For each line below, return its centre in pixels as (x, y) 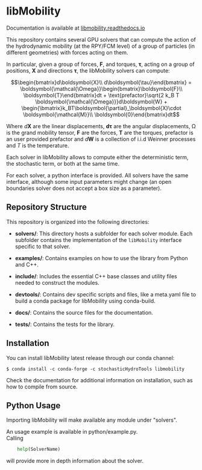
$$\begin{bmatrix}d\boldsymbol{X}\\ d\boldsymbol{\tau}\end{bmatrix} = (101, 82)
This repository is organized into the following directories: (78, 221)
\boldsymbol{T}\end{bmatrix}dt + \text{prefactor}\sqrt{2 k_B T (101, 95)
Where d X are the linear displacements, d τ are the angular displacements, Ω (101, 126)
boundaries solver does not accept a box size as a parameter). (84, 188)
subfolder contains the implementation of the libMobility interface (98, 240)
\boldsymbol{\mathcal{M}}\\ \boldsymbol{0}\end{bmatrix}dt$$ (101, 114)
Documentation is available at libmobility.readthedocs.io (76, 28)
